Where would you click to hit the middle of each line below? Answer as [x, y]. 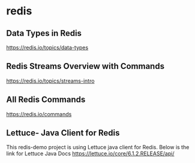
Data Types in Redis [44, 33]
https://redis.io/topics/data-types [47, 47]
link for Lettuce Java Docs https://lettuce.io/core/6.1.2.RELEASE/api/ [90, 153]
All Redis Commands [46, 100]
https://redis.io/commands [39, 114]
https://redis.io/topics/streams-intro [50, 81]
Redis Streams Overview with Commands [85, 66]
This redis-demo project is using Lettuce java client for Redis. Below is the [98, 147]
